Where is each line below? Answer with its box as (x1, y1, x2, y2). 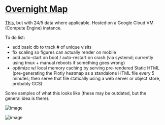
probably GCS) (12, 80, 43, 87)
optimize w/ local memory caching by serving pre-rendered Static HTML (12, 65, 160, 71)
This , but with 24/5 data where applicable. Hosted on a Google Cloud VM (5, 20, 154, 26)
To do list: (5, 34, 25, 40)
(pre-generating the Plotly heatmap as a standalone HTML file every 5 (12, 70, 155, 76)
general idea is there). (5, 95, 50, 101)
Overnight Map (5, 3, 68, 15)
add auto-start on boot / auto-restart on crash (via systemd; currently (12, 54, 154, 60)
